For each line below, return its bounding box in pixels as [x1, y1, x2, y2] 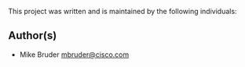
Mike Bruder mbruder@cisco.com [19, 50, 130, 59]
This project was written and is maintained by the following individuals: [8, 7, 237, 16]
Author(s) [8, 29, 57, 42]
